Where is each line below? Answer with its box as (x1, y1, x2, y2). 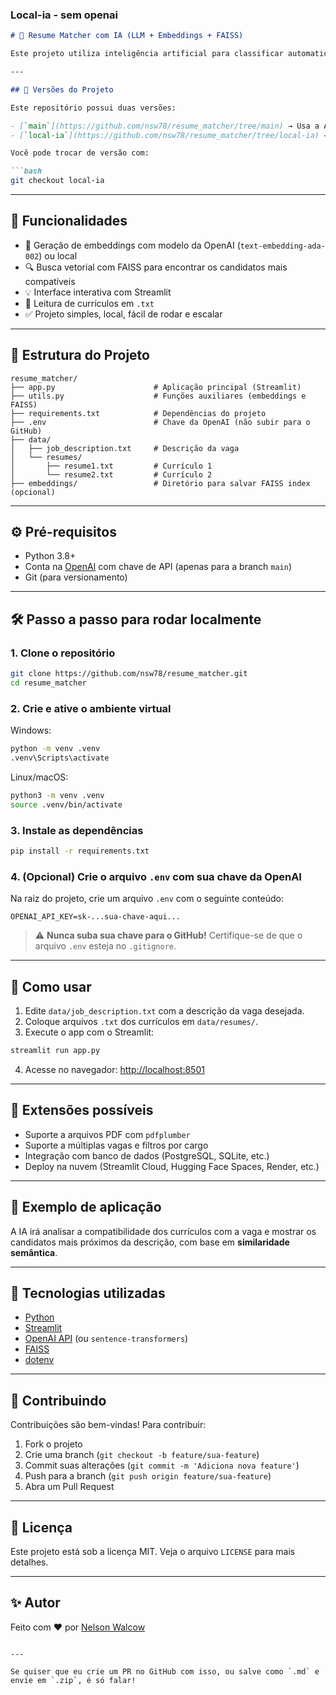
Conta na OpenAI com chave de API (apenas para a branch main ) (24, 561, 293, 573)
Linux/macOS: (10, 771, 69, 783)
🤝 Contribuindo (10, 1392, 107, 1409)
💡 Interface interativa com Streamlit (24, 286, 172, 298)
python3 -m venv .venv (10, 790, 105, 800)
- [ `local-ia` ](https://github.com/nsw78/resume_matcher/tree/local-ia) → (10, 130, 329, 140)
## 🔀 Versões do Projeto (10, 84, 114, 95)
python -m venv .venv (10, 744, 101, 754)
